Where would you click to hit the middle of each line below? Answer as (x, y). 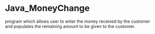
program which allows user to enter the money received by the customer (77, 21)
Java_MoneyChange (47, 8)
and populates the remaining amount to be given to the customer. (70, 26)
